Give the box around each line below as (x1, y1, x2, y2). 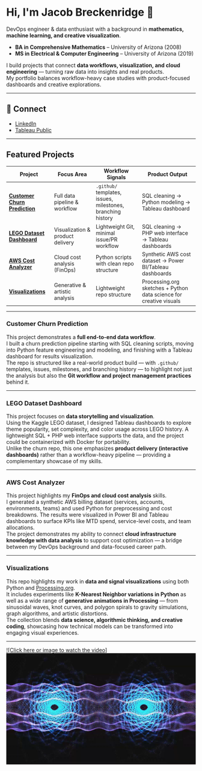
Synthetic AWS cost (142, 250, 191, 258)
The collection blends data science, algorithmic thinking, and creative (6, 616, 183, 623)
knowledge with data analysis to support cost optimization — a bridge (6, 537, 182, 544)
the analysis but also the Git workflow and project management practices (6, 372, 191, 379)
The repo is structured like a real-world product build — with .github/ (6, 359, 179, 366)
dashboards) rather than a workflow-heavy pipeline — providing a (6, 451, 171, 458)
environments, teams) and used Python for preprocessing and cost (6, 505, 173, 512)
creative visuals (142, 297, 181, 305)
